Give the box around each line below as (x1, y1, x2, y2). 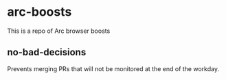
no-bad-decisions (7, 46, 87, 58)
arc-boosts (7, 4, 72, 20)
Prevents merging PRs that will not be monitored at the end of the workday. (7, 64, 220, 72)
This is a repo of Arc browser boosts (7, 27, 111, 35)
